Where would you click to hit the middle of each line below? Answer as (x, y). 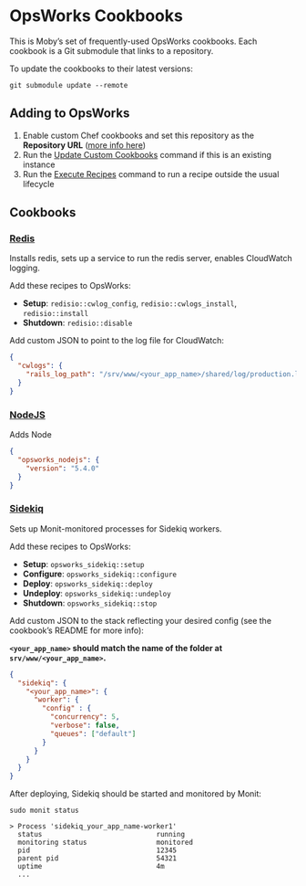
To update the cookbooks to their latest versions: (101, 69)
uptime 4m (92, 867)
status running (101, 835)
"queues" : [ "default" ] (93, 733)
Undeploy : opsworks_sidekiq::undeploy (97, 593)
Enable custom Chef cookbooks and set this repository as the (138, 135)
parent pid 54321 (97, 859)
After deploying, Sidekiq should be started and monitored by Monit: (136, 794)
